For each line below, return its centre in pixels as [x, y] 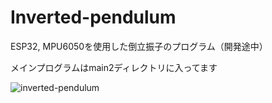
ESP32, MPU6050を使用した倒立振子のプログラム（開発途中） [139, 46]
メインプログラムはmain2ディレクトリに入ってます [114, 67]
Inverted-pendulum [93, 17]
